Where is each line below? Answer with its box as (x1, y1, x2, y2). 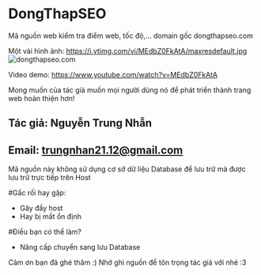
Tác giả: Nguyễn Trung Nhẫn (8, 116, 153, 130)
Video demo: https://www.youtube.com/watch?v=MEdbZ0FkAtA (8, 70, 218, 79)
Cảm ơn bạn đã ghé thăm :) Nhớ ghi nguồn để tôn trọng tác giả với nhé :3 (8, 258, 247, 267)
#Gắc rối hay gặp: (8, 188, 66, 198)
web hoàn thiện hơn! (8, 93, 75, 103)
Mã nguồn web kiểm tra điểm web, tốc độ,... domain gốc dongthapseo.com (8, 31, 254, 40)
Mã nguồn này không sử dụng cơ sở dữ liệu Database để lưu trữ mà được (8, 164, 247, 174)
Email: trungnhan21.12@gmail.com (8, 143, 183, 156)
